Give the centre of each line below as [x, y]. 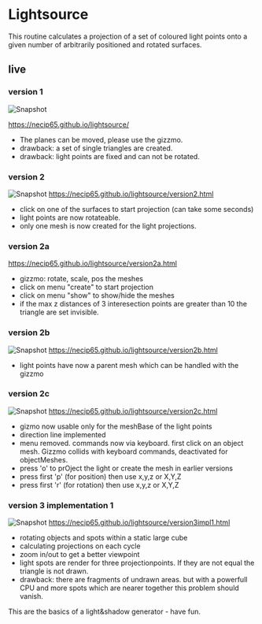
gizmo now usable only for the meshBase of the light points [116, 426]
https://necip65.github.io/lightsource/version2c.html [133, 410]
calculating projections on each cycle [80, 546]
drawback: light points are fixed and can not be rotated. [110, 156]
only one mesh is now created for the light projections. [108, 225]
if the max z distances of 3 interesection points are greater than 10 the [133, 304]
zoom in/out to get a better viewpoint [79, 555]
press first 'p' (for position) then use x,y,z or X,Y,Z [100, 476]
